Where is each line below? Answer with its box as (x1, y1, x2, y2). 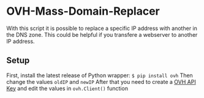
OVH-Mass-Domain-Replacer (6, 4, 161, 18)
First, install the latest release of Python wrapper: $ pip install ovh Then (6, 72, 193, 79)
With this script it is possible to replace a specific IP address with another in (6, 24, 197, 32)
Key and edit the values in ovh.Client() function (6, 85, 129, 92)
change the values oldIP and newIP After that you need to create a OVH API (6, 78, 196, 85)
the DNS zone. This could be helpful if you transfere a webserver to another (6, 31, 198, 38)
